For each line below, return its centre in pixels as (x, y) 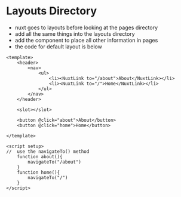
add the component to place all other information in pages (86, 40)
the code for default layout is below (59, 47)
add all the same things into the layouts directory (75, 33)
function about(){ (40, 156)
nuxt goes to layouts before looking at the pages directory (86, 27)
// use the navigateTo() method (48, 151)
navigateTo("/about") (55, 162)
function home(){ (39, 172)
